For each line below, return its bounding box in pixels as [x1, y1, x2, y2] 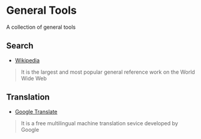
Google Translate [14, 108, 58, 115]
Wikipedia [14, 56, 40, 64]
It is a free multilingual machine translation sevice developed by [20, 119, 178, 126]
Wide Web [20, 74, 47, 81]
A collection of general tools [6, 23, 76, 31]
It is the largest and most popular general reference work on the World [20, 68, 195, 75]
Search [6, 41, 34, 51]
